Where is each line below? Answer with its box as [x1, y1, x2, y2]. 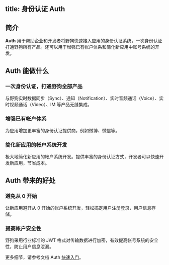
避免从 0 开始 [5, 193, 37, 200]
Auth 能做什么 [5, 66, 49, 75]
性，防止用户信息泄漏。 [5, 243, 54, 250]
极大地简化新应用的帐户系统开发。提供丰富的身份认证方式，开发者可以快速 [5, 154, 159, 160]
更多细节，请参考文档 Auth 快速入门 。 [5, 254, 84, 260]
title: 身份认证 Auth [5, 5, 65, 14]
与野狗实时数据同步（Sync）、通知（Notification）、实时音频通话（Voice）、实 [5, 95, 164, 101]
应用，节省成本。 [14, 160, 49, 166]
